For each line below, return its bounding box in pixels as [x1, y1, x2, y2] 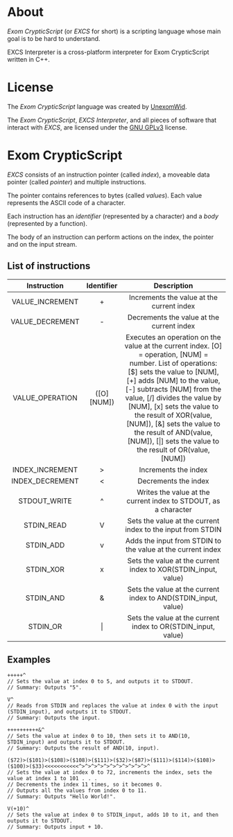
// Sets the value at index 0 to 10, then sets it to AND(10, [7, 732, 191, 740]
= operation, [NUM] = [138, 349, 209, 359]
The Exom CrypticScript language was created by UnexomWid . [7, 102, 187, 111]
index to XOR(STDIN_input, [129, 564, 217, 574]
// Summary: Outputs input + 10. [7, 824, 104, 831]
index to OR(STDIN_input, [131, 622, 215, 631]
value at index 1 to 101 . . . [7, 775, 98, 782]
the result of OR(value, [136, 445, 210, 455]
